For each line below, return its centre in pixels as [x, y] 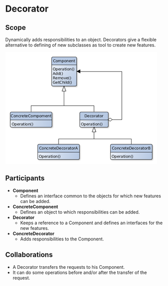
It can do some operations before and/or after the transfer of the [80, 272]
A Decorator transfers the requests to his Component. [69, 267]
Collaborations [29, 255]
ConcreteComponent [35, 207]
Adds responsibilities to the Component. [62, 239]
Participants [25, 178]
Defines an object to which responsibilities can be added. [80, 212]
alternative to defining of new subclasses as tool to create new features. [80, 45]
